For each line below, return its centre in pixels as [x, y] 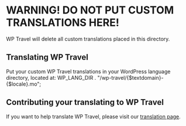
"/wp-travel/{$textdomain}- [130, 77]
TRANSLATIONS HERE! [63, 23]
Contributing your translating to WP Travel [85, 102]
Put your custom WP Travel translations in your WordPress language [88, 71]
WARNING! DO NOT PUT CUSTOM [90, 10]
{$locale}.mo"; [24, 84]
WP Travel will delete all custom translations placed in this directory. [88, 39]
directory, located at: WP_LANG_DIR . [51, 77]
